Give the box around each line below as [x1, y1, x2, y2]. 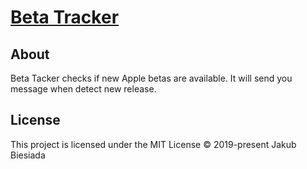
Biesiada [10, 149, 46, 161]
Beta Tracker [10, 6, 120, 29]
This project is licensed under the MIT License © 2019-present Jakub [10, 138, 297, 150]
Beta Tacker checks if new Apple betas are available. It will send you [10, 72, 293, 84]
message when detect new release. [10, 83, 157, 95]
